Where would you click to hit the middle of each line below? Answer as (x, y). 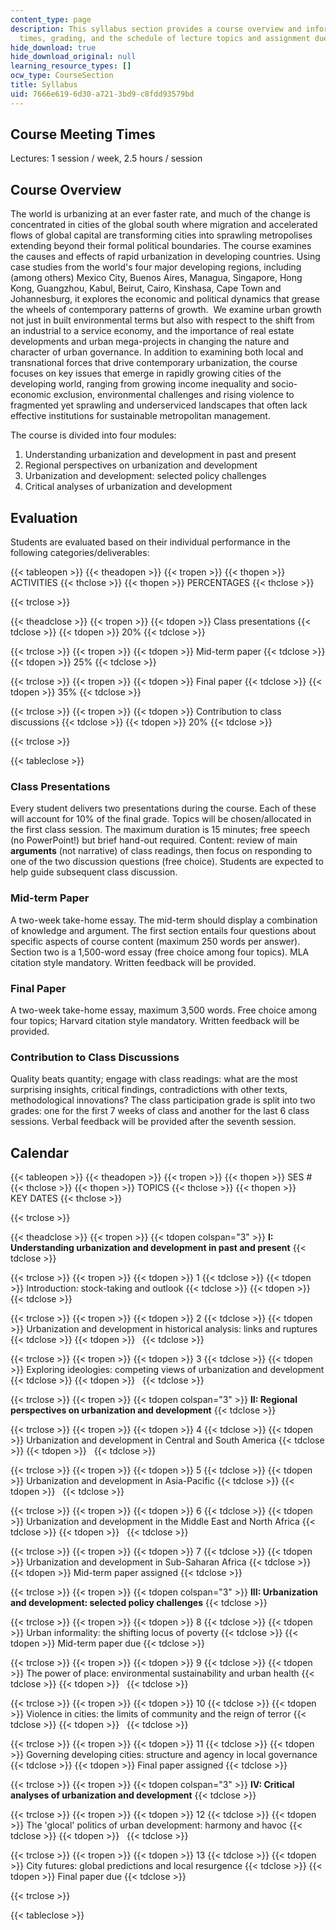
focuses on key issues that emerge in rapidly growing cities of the (146, 373)
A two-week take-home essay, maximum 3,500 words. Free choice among (164, 1010)
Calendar (39, 1152)
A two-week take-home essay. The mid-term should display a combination (164, 920)
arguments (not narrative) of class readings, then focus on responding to (161, 851)
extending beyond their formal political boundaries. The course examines (161, 246)
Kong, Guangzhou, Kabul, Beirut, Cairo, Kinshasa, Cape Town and (146, 288)
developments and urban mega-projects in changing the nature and (150, 342)
